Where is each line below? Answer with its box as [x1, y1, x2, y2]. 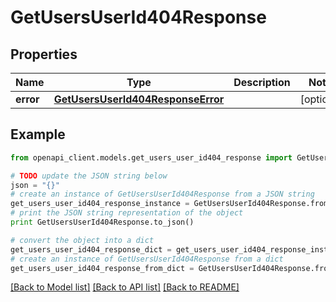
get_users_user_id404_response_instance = [10, 199, 190, 209]
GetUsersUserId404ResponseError [53, 92, 225, 106]
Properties [10, 46, 78, 63]
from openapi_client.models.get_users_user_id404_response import [10, 152, 293, 163]
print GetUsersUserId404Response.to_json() [10, 217, 195, 228]
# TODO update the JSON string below [10, 171, 168, 181]
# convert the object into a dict [10, 235, 155, 245]
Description [233, 76, 291, 89]
